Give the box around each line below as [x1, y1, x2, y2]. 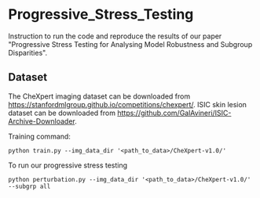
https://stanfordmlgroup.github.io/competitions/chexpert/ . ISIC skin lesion [8, 99, 247, 109]
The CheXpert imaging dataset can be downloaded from [8, 92, 191, 101]
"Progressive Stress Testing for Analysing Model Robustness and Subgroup [8, 39, 253, 49]
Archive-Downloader [8, 116, 75, 126]
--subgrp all [8, 182, 51, 190]
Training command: [8, 131, 71, 141]
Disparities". [8, 48, 48, 57]
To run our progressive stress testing [8, 160, 128, 170]
